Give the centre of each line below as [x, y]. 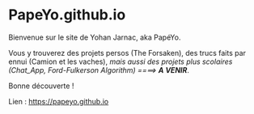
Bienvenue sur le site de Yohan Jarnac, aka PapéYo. [95, 37]
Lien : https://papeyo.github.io [59, 101]
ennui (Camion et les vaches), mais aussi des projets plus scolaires [121, 61]
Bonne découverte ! [41, 86]
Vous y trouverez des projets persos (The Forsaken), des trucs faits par [127, 53]
